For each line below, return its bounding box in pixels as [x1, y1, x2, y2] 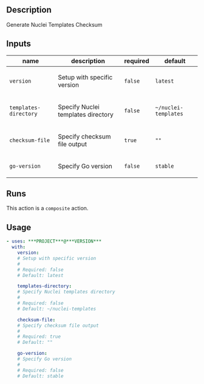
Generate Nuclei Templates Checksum [6, 21, 103, 28]
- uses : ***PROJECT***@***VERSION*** [6, 238, 102, 245]
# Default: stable [17, 373, 64, 379]
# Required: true [17, 334, 61, 340]
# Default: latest [17, 272, 64, 278]
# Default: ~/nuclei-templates [17, 306, 97, 312]
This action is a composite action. [6, 205, 89, 212]
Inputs [6, 39, 32, 49]
